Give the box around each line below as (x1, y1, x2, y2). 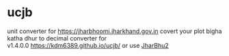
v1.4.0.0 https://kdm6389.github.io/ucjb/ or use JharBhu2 (7, 41, 169, 49)
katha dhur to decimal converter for (7, 34, 107, 42)
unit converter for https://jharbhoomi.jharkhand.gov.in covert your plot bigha (7, 27, 222, 35)
